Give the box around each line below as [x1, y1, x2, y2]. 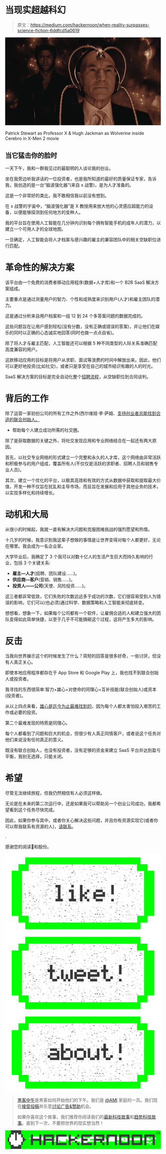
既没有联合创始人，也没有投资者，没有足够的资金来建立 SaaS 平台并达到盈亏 [5, 747, 161, 753]
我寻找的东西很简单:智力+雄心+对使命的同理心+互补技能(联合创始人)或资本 [5, 686, 157, 692]
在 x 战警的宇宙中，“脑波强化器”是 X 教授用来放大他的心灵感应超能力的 [5, 203, 149, 209]
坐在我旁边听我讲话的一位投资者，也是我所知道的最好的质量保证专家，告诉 [5, 176, 157, 182]
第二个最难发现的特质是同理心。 [5, 720, 70, 726]
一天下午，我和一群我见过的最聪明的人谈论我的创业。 [5, 165, 114, 171]
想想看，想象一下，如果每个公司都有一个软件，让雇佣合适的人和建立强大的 [5, 610, 157, 616]
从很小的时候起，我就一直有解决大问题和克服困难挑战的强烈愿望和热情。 [5, 527, 152, 533]
